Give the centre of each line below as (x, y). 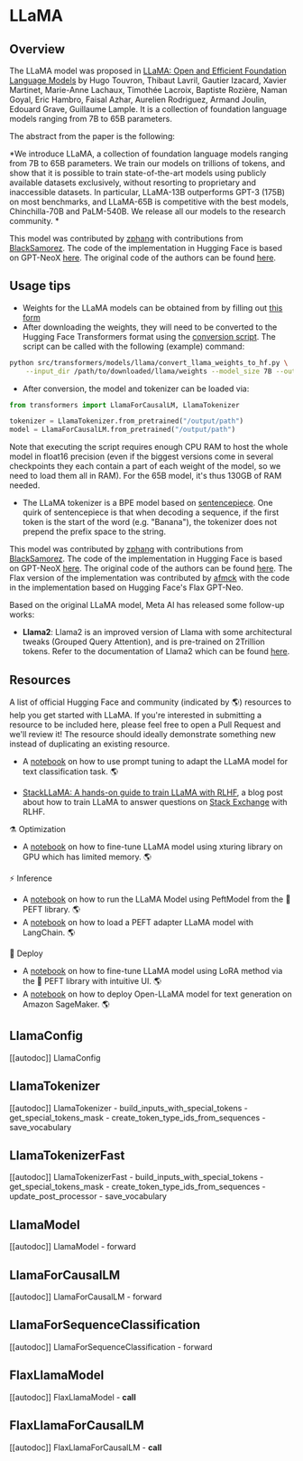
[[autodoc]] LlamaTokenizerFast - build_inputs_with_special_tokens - (137, 1177)
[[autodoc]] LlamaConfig (55, 1057)
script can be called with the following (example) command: (133, 346)
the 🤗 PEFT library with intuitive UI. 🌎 (92, 981)
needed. (25, 485)
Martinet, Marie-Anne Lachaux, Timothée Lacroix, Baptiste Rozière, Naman (148, 90)
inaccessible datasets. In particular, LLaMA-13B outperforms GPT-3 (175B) (147, 192)
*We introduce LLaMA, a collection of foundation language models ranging (149, 154)
